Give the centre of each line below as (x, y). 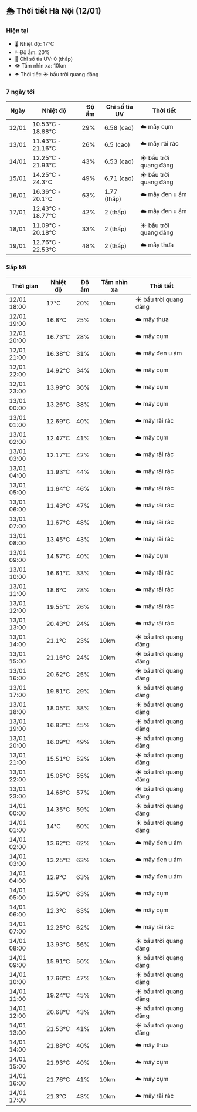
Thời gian (25, 286)
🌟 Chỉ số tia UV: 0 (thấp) (44, 59)
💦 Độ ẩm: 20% (32, 52)
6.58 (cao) (119, 127)
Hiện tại (17, 31)
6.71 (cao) (119, 178)
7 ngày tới (21, 92)
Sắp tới (16, 267)
